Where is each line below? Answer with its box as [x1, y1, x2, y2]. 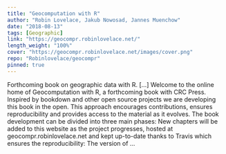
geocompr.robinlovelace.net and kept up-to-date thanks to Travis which [7, 132, 212, 140]
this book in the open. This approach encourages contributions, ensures [7, 102, 213, 110]
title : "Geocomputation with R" [7, 10, 100, 17]
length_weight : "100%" [7, 42, 73, 49]
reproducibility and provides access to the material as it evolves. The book [7, 110, 219, 118]
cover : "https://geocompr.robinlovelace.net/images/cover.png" [7, 49, 194, 56]
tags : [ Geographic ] [7, 29, 64, 37]
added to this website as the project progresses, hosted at [7, 124, 173, 133]
